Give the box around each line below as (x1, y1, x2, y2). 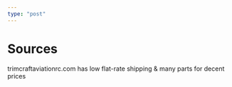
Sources (7, 40, 58, 57)
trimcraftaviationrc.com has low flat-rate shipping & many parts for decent (7, 64, 225, 73)
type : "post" (7, 10, 46, 18)
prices (7, 71, 26, 80)
